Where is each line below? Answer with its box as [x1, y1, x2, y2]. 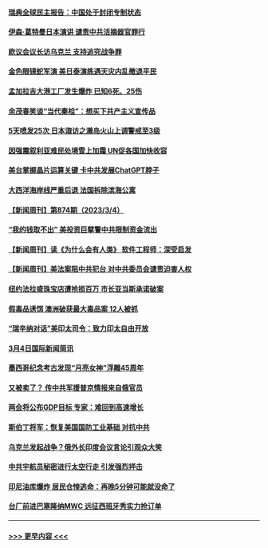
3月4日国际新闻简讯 [8, 343, 74, 353]
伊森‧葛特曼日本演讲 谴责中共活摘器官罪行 [8, 27, 145, 37]
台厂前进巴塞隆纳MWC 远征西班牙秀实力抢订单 [8, 502, 162, 511]
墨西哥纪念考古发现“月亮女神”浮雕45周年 [8, 363, 144, 373]
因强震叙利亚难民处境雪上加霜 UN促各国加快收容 [8, 145, 167, 155]
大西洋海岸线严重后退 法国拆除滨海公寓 [8, 185, 136, 195]
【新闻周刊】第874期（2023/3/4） [8, 205, 124, 215]
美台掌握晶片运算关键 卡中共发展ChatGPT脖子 [8, 165, 160, 175]
